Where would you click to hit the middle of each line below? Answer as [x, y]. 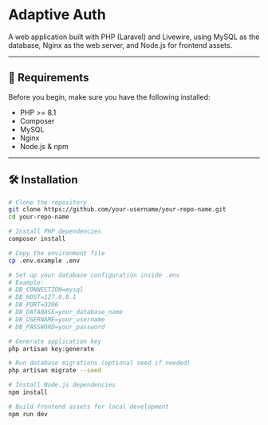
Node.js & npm [44, 146]
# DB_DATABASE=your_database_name [66, 313]
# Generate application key [55, 341]
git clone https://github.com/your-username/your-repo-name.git [117, 210]
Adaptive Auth [57, 15]
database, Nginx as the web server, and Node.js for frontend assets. [120, 45]
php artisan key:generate [51, 348]
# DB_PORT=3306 [33, 305]
